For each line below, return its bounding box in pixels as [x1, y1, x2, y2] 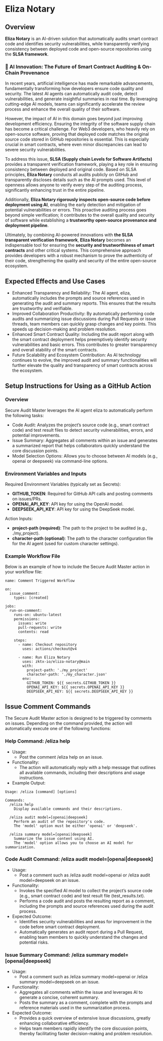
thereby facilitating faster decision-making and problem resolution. [19, 1031, 153, 1037]
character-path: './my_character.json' [26, 672, 108, 677]
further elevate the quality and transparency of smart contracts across [12, 363, 153, 368]
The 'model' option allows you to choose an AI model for [14, 840, 133, 845]
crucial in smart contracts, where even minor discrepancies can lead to [5, 142, 147, 147]
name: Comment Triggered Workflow [5, 578, 75, 584]
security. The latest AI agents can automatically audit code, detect [5, 91, 137, 97]
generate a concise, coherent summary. [19, 994, 99, 1001]
